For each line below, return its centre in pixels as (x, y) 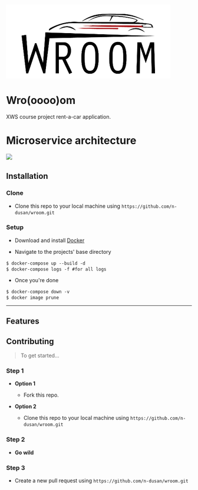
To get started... (40, 355)
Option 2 (25, 407)
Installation (27, 176)
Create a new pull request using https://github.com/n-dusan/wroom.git (101, 481)
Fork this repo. (41, 395)
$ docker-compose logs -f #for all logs (57, 269)
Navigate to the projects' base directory (63, 251)
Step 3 (16, 468)
